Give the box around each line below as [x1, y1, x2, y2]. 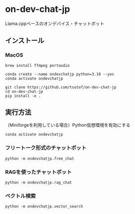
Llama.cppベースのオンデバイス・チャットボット [5, 20, 105, 26]
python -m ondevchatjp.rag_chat [5, 180, 72, 185]
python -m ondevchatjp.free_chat [5, 156, 74, 161]
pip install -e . [5, 93, 41, 98]
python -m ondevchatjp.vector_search [5, 204, 83, 209]
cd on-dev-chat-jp [5, 89, 43, 94]
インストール [5, 36, 45, 45]
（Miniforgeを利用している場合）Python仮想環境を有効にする [5, 122, 131, 128]
